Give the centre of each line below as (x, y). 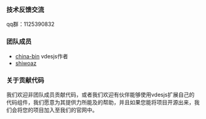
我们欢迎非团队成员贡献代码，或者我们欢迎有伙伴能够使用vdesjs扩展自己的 (101, 94)
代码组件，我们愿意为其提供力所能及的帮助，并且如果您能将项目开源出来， (100, 102)
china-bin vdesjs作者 (42, 56)
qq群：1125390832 (31, 24)
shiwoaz (26, 63)
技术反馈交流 (25, 9)
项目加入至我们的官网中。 (65, 110)
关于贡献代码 (25, 80)
